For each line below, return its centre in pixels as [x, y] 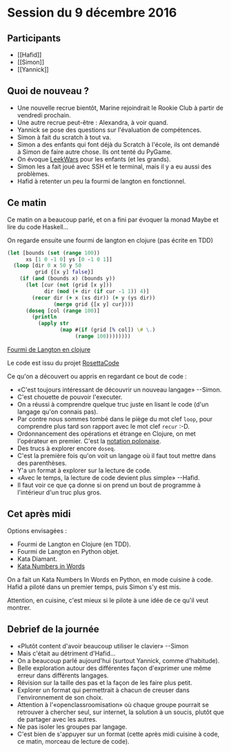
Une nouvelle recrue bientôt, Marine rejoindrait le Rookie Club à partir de [120, 108]
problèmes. [33, 173]
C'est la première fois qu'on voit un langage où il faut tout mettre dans [116, 455]
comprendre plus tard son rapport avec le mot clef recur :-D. [103, 426]
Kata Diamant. [37, 559]
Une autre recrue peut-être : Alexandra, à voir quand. [93, 122]
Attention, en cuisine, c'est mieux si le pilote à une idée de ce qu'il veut [108, 600]
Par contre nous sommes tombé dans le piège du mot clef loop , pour [115, 418]
